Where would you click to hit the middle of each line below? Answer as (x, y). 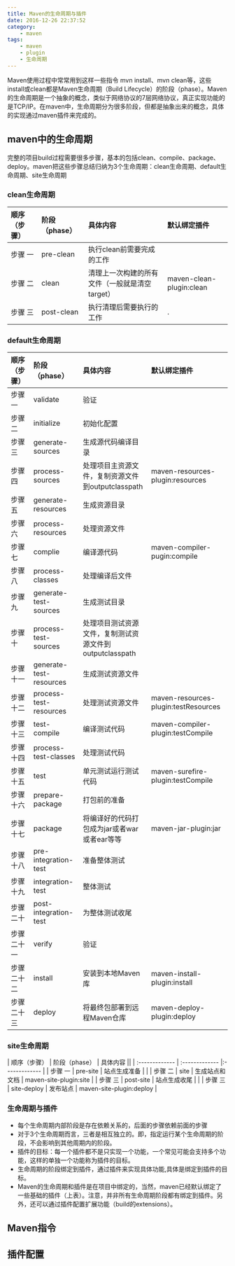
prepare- (49, 795)
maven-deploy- (178, 1008)
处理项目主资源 (107, 466)
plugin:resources (179, 480)
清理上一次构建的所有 (123, 272)
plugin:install (172, 982)
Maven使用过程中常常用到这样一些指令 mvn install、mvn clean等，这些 (109, 80)
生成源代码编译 (107, 442)
